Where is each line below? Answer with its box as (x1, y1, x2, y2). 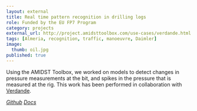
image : (6, 42, 22, 48)
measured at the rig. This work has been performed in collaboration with (6, 80, 182, 88)
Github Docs (6, 98, 37, 106)
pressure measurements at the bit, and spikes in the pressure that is (6, 75, 171, 82)
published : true (6, 52, 46, 58)
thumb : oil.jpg (11, 47, 49, 53)
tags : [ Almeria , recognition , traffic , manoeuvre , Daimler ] (6, 36, 157, 42)
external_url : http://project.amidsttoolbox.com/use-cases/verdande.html (6, 31, 192, 36)
